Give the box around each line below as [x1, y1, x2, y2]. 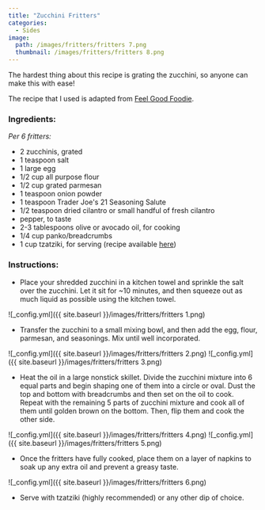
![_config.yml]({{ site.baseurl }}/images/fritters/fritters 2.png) [8, 348, 207, 358]
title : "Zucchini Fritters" [8, 11, 101, 20]
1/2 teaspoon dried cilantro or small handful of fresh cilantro [19, 206, 215, 215]
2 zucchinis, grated [19, 147, 83, 157]
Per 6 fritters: [8, 131, 51, 141]
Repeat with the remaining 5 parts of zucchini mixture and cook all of [19, 398, 245, 407]
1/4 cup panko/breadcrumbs [19, 231, 113, 241]
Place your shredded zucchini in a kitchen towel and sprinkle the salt [19, 277, 244, 287]
